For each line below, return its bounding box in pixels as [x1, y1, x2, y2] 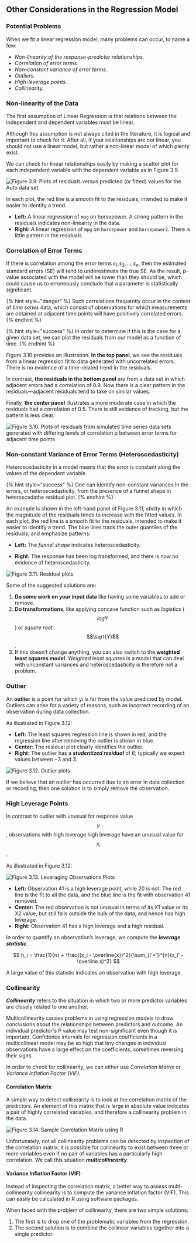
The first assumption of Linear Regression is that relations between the [6, 112, 177, 119]
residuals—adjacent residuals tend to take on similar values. [6, 388, 151, 395]
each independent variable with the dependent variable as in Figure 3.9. [6, 166, 180, 173]
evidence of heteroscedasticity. [14, 559, 91, 566]
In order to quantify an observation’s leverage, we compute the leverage [6, 933, 181, 940]
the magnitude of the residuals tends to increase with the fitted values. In [6, 511, 183, 519]
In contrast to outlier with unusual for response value [6, 812, 133, 819]
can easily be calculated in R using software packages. [6, 1195, 139, 1202]
